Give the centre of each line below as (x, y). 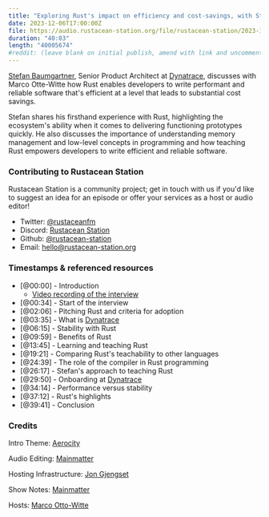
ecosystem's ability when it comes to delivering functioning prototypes (125, 125)
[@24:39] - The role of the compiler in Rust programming (114, 362)
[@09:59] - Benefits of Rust (66, 337)
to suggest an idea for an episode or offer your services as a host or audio (131, 198)
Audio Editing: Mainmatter (51, 458)
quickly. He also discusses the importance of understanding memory (122, 134)
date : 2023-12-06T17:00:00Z (55, 23)
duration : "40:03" (39, 38)
